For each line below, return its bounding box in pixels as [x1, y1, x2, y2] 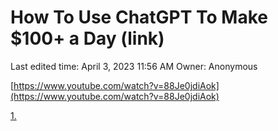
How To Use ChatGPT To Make [10, 6, 269, 29]
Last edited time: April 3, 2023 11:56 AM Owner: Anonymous [10, 60, 258, 72]
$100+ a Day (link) [10, 27, 165, 50]
